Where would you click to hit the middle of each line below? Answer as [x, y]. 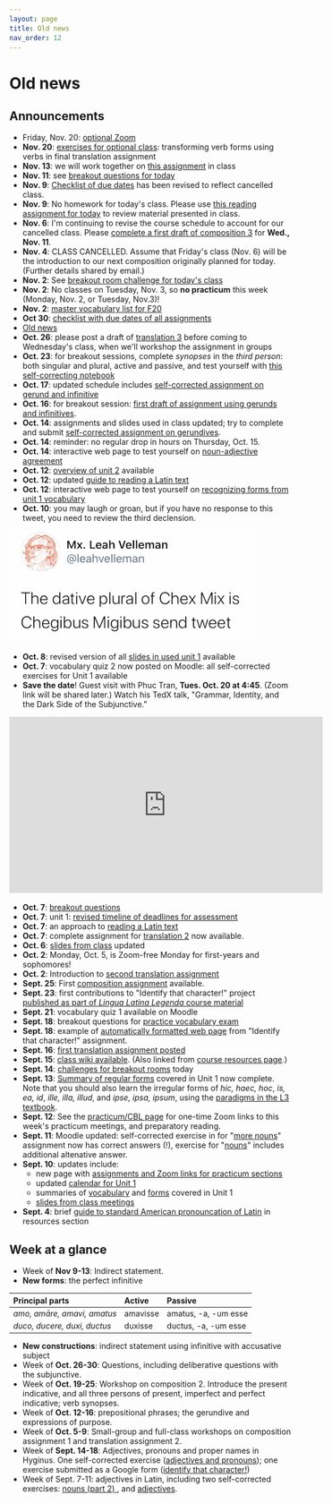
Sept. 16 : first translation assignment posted [104, 1050]
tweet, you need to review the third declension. [109, 518]
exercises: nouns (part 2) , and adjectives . [100, 1488]
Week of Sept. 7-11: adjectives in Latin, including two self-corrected [146, 1479]
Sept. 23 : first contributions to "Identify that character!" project [139, 993]
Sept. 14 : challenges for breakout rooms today [108, 1069]
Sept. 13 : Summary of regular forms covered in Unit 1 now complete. [148, 1079]
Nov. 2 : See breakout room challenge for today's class [123, 280]
